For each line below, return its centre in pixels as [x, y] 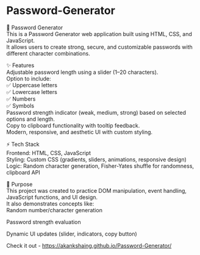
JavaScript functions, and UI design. [52, 197]
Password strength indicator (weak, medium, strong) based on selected [96, 112]
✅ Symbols [20, 106]
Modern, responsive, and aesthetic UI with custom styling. [80, 132]
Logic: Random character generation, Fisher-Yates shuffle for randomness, [100, 166]
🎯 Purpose [20, 184]
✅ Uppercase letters [32, 85]
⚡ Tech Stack [23, 144]
